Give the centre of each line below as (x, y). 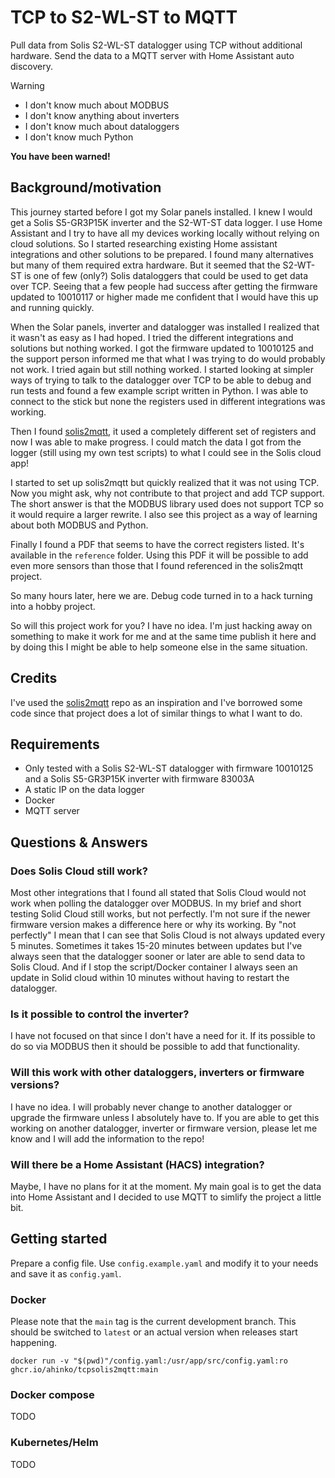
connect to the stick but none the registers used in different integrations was (168, 401)
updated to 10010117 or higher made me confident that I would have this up (164, 297)
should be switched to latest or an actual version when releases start (154, 1332)
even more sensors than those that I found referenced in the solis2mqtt (157, 565)
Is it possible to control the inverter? (100, 1014)
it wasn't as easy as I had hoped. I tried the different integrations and (152, 337)
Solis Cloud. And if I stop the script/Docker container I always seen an (154, 967)
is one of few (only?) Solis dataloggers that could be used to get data (166, 275)
